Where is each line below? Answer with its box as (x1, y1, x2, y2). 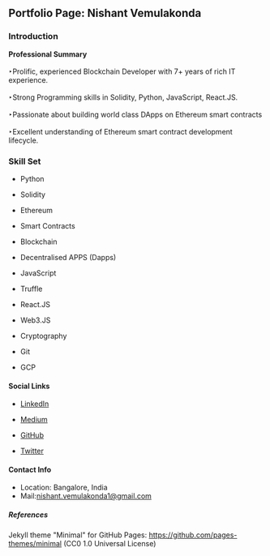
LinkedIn (19, 399, 49, 408)
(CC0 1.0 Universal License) (63, 539, 156, 549)
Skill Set (8, 156, 41, 167)
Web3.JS (19, 315, 51, 325)
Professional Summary (8, 49, 88, 59)
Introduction (8, 31, 58, 42)
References (8, 510, 49, 520)
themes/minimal (8, 539, 62, 549)
